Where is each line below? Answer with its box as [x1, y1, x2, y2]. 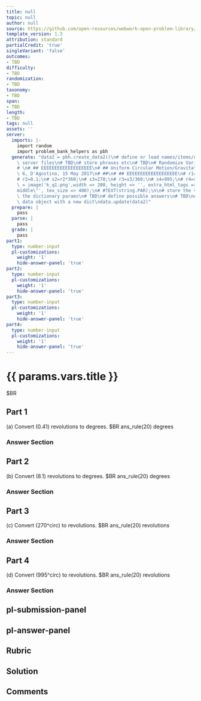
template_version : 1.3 [6, 31, 63, 37]
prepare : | [11, 204, 39, 210]
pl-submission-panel [6, 605, 87, 615]
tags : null [6, 121, 33, 127]
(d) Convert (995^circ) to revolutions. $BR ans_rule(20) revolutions [6, 571, 170, 578]
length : [6, 109, 26, 115]
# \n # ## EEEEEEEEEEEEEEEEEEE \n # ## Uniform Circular [17, 165, 154, 171]
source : [6, 25, 26, 32]
